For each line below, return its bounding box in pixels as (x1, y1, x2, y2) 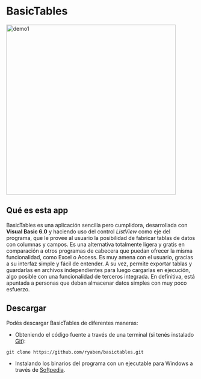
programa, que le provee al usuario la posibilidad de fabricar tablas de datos (6, 234, 196, 241)
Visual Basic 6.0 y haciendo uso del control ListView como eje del (6, 228, 170, 235)
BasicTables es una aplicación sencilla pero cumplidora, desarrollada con (6, 221, 188, 228)
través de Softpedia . (14, 366, 66, 373)
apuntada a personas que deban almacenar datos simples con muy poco (6, 279, 187, 287)
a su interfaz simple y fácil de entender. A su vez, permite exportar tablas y (6, 260, 193, 267)
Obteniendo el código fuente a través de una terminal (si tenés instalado (14, 331, 194, 338)
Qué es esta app (6, 206, 69, 216)
